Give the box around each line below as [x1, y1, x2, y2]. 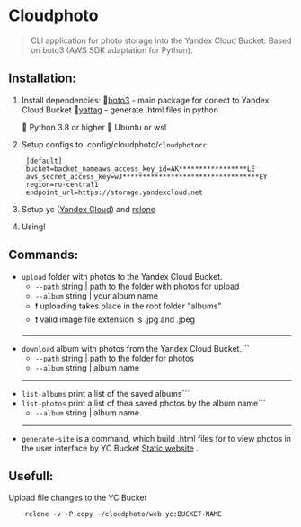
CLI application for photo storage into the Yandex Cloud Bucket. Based [30, 35, 292, 46]
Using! [21, 221, 46, 232]
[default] [25, 156, 63, 165]
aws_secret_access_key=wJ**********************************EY [25, 172, 268, 181]
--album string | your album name [34, 290, 159, 301]
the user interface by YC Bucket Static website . [21, 442, 199, 453]
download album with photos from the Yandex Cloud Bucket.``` [21, 343, 250, 353]
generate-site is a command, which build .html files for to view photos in [21, 433, 292, 443]
